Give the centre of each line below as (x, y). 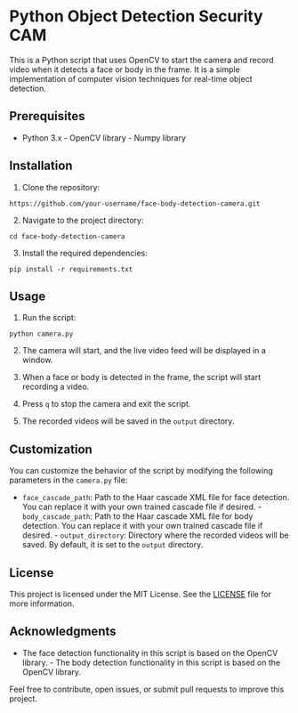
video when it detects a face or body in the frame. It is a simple (125, 69)
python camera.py (41, 334)
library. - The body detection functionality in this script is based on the (151, 662)
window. (37, 360)
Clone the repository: (61, 187)
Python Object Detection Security (137, 16)
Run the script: (49, 318)
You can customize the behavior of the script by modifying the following (141, 471)
